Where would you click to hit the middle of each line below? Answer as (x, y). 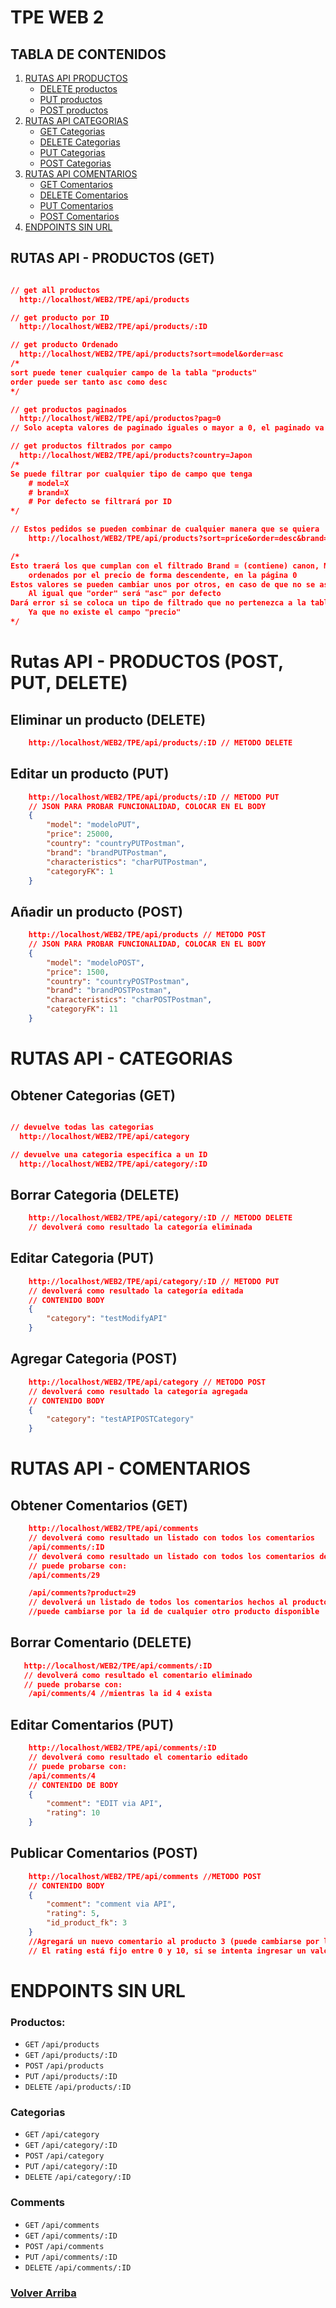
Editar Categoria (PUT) (82, 1258)
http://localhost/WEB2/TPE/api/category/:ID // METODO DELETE (160, 1218)
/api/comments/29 (64, 1575)
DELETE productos (78, 89)
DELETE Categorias (80, 142)
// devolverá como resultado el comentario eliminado (138, 1675)
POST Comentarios (79, 216)
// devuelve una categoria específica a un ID (109, 1154)
